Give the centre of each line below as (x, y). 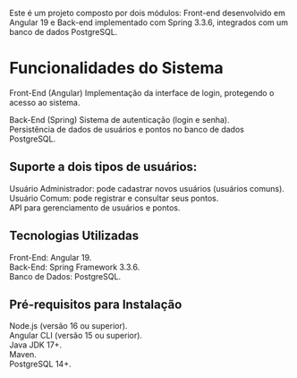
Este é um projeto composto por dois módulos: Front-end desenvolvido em (148, 13)
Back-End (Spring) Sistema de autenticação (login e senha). (119, 119)
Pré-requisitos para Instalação (96, 304)
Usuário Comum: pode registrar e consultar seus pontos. (114, 198)
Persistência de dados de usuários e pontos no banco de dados (127, 129)
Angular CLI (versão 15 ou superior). (76, 336)
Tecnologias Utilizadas (74, 236)
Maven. (23, 355)
